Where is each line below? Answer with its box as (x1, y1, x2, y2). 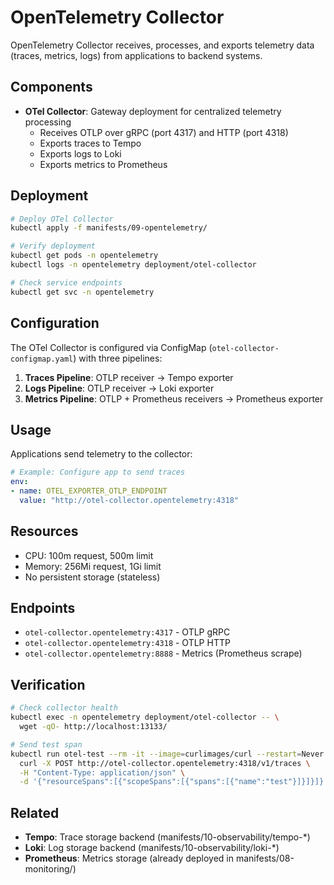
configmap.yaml (10, 354, 74, 364)
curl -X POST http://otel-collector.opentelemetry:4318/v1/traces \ (19, 758, 311, 768)
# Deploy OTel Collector (10, 214, 114, 224)
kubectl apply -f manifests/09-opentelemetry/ (10, 223, 208, 233)
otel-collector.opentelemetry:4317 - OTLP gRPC (24, 626, 231, 638)
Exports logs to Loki (39, 147, 122, 160)
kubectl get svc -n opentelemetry (10, 287, 155, 297)
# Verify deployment (10, 241, 97, 251)
